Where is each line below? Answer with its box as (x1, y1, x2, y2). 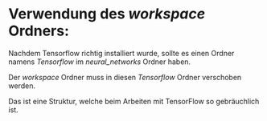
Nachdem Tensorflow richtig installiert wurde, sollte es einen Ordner (8, 48, 235, 58)
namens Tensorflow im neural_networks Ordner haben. (8, 57, 191, 67)
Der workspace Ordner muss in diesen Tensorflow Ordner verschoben (8, 72, 242, 82)
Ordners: (8, 22, 70, 40)
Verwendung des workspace (8, 5, 206, 23)
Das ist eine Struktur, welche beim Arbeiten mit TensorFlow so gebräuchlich (8, 96, 260, 106)
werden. (8, 81, 36, 91)
